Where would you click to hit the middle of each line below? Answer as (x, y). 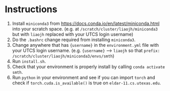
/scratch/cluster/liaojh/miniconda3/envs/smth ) (63, 56)
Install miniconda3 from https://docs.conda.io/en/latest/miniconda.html (86, 23)
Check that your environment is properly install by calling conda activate (88, 67)
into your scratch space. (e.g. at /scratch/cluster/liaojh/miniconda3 (85, 28)
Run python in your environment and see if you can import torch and (83, 77)
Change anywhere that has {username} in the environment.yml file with (85, 45)
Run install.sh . (29, 61)
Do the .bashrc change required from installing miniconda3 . (74, 40)
